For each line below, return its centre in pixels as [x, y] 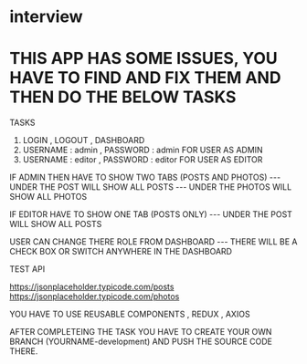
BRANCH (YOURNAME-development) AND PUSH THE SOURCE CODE [141, 342]
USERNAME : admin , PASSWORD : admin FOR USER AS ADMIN [143, 150]
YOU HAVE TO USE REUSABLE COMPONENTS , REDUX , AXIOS [130, 314]
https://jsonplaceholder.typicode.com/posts [92, 287]
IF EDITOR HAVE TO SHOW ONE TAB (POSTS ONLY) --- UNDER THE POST [151, 214]
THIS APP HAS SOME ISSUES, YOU [144, 59]
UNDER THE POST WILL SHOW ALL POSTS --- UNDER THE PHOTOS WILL [151, 187]
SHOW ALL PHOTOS [48, 197]
